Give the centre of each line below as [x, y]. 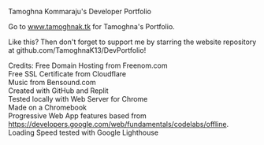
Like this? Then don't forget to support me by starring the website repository [132, 42]
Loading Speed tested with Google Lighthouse [84, 132]
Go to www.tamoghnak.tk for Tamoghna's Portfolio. [91, 26]
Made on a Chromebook [47, 107]
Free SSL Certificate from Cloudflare [67, 74]
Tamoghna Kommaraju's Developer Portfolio [80, 11]
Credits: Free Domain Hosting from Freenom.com [88, 65]
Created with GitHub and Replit [58, 91]
